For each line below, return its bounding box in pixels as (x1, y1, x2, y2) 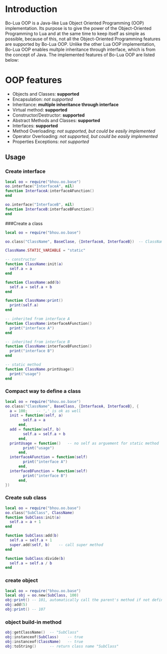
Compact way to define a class (5, 388, 81, 394)
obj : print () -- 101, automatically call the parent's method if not (5, 598, 150, 603)
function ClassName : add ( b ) (5, 280, 61, 285)
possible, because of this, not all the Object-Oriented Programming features (5, 36, 161, 42)
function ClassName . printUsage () (5, 367, 75, 372)
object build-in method (5, 619, 62, 626)
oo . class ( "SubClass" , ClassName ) (5, 510, 75, 515)
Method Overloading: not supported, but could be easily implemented (12, 128, 156, 134)
